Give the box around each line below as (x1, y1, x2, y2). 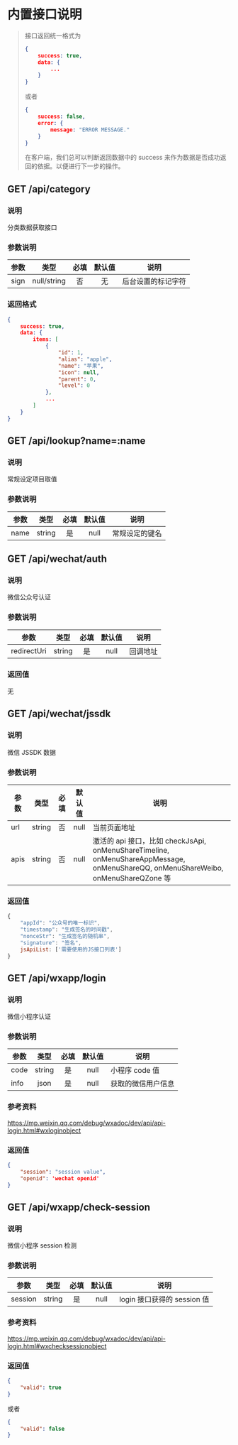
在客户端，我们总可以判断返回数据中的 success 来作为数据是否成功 (24, 153, 221, 162)
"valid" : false (20, 1425, 65, 1432)
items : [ (33, 336, 59, 343)
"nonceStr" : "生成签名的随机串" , (20, 932, 110, 939)
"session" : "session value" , (20, 1168, 106, 1175)
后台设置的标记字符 (122, 276, 186, 286)
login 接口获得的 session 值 (119, 1294, 210, 1304)
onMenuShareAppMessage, (92, 854, 186, 863)
